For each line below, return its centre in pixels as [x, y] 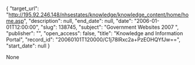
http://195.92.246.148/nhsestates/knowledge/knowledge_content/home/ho [99, 15]
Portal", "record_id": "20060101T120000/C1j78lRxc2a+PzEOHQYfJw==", [93, 40]
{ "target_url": [23, 8]
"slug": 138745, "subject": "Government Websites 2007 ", [110, 27]
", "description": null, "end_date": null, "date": [78, 21]
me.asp [15, 21]
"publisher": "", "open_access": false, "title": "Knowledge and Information [95, 33]
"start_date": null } [28, 46]
